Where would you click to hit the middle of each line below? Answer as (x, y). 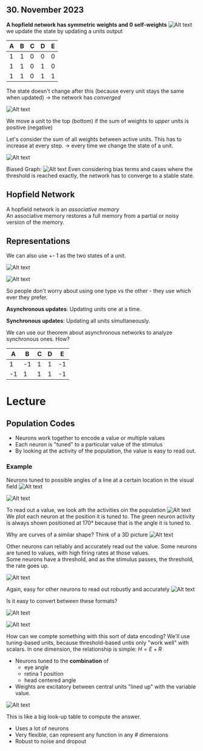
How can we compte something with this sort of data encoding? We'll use (98, 636)
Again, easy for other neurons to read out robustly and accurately (88, 589)
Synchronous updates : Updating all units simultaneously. (78, 321)
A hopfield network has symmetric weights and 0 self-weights (87, 24)
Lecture (26, 401)
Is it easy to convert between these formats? (62, 601)
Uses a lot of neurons (42, 728)
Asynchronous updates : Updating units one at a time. (74, 309)
